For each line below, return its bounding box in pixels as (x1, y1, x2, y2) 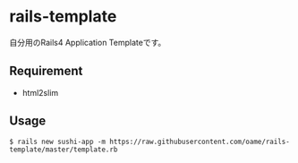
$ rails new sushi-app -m (9, 137, 106, 146)
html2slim (21, 87, 59, 98)
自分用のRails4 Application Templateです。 (9, 37, 166, 47)
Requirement (9, 64, 83, 79)
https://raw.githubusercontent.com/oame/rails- (108, 137, 291, 146)
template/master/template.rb (9, 145, 118, 154)
